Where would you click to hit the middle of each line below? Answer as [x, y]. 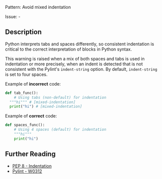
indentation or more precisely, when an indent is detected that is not [74, 64]
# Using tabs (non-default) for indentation [60, 97]
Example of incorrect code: [33, 84]
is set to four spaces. [26, 74]
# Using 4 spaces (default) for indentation [60, 130]
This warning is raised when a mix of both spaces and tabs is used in [75, 59]
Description [23, 32]
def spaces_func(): [25, 125]
